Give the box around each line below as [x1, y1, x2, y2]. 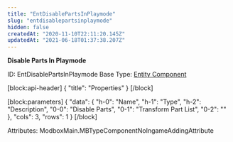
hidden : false [7, 23, 50, 31]
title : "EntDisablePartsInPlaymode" [7, 10, 116, 18]
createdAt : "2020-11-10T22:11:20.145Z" [7, 30, 126, 38]
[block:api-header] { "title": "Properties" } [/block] [7, 84, 154, 92]
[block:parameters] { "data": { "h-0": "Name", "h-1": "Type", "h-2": [7, 97, 201, 106]
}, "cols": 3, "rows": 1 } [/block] [7, 113, 98, 121]
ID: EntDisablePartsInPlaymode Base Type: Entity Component [7, 70, 187, 79]
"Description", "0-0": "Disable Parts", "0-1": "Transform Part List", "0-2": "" [7, 105, 227, 114]
